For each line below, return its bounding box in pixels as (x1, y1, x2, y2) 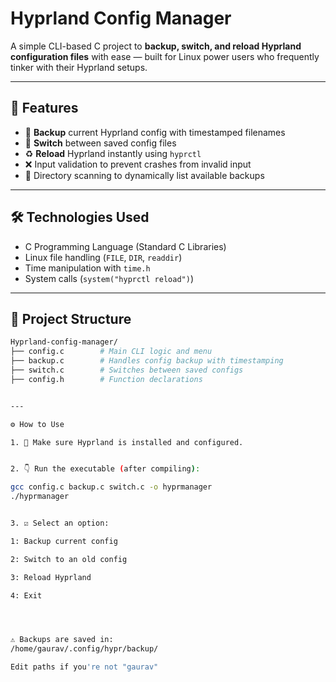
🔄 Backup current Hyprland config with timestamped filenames (24, 126, 286, 138)
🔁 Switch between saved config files (24, 137, 177, 149)
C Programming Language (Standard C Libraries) (24, 240, 227, 252)
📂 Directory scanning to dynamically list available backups (24, 169, 265, 181)
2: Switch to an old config (10, 554, 128, 564)
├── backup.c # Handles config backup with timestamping (10, 356, 284, 366)
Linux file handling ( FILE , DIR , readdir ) (24, 251, 183, 263)
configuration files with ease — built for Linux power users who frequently (10, 50, 320, 62)
